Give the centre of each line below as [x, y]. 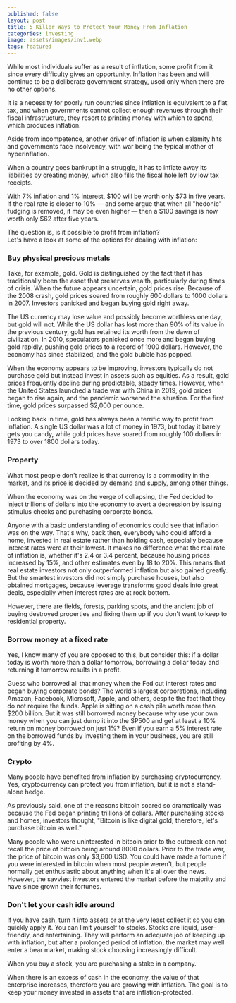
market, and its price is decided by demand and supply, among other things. [118, 483]
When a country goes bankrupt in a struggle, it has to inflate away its [107, 167]
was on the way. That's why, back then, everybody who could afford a [109, 532]
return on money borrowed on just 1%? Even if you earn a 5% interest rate [115, 728]
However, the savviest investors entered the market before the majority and [117, 879]
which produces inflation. [44, 125]
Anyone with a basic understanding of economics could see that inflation [113, 525]
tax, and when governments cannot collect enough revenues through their [115, 110]
